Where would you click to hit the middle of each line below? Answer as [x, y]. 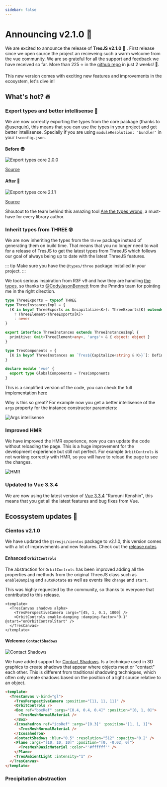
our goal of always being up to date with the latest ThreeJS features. [75, 256]
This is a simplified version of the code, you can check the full [69, 388]
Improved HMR [24, 430]
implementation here [26, 393]
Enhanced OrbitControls [31, 558]
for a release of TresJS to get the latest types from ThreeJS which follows [81, 251]
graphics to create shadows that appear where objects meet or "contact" [80, 667]
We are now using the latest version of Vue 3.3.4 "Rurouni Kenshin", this [79, 496]
